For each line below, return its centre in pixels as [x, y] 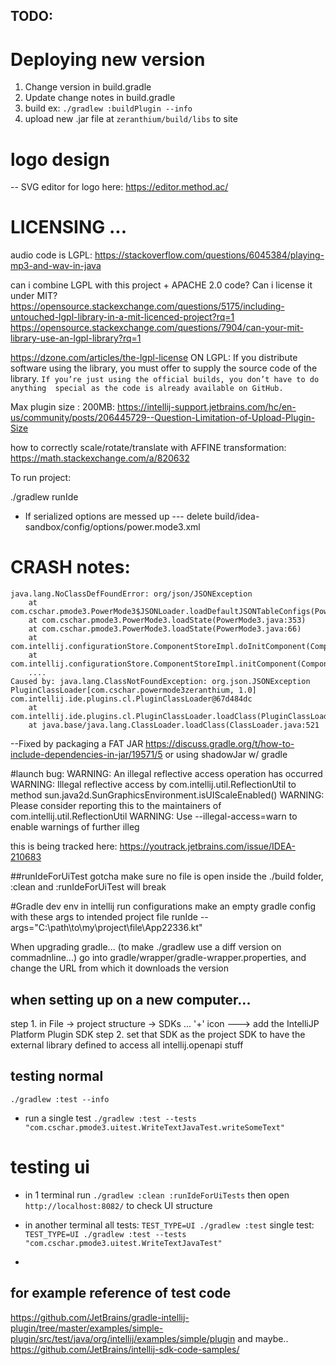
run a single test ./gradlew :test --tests [110, 1118]
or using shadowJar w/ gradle [226, 755]
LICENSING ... [68, 227]
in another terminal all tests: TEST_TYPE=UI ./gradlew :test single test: [169, 1225]
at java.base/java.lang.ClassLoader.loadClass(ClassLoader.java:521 [174, 725]
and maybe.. [263, 1338]
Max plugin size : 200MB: [62, 407]
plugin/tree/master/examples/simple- [87, 1328]
